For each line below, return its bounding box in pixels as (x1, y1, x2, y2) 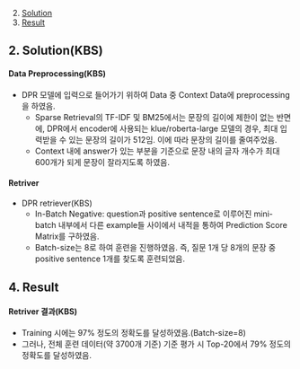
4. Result (8, 280, 59, 295)
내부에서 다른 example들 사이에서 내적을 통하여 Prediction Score (57, 219, 288, 230)
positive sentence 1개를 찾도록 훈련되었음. (34, 253, 186, 264)
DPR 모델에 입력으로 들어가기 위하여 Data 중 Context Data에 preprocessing (21, 89, 290, 100)
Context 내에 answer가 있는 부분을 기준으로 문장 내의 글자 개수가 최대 (34, 145, 280, 156)
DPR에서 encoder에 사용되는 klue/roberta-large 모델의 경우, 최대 (47, 123, 278, 134)
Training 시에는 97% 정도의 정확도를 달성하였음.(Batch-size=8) (21, 328, 246, 338)
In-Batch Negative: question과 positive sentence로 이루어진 (34, 208, 252, 219)
